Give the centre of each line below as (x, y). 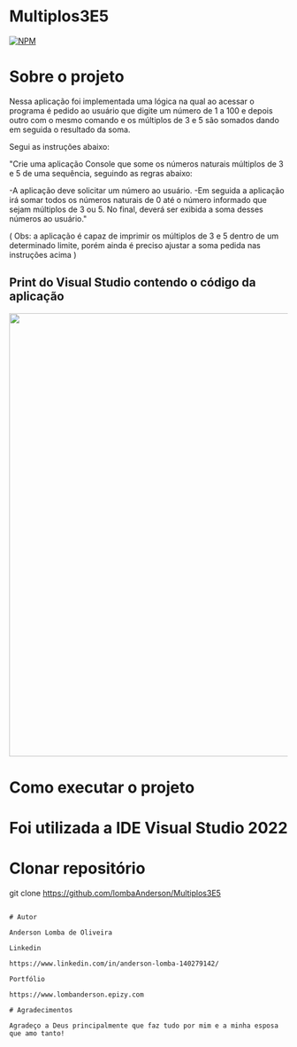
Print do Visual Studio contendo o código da (133, 282)
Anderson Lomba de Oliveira (61, 933)
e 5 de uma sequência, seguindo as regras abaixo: (101, 173)
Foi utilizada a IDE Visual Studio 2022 (148, 828)
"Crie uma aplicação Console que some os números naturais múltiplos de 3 (147, 164)
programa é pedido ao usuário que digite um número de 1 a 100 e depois (141, 110)
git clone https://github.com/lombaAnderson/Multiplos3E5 (115, 893)
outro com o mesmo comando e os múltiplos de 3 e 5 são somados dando (145, 120)
